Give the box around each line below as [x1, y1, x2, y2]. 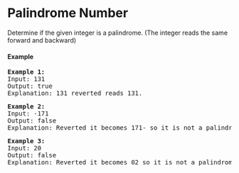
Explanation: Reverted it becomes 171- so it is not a [7, 124, 203, 132]
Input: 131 [7, 75, 46, 83]
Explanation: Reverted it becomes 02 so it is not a [7, 158, 196, 167]
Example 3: [7, 137, 46, 145]
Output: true [7, 82, 53, 90]
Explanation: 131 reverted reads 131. [7, 89, 143, 97]
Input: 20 [7, 144, 41, 152]
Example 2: [7, 103, 46, 111]
